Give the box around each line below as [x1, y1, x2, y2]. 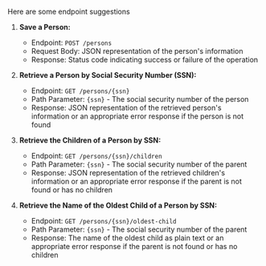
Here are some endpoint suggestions [7, 7, 130, 16]
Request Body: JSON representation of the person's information [31, 46, 243, 55]
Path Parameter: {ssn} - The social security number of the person [31, 95, 249, 103]
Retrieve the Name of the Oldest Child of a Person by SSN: [18, 200, 218, 210]
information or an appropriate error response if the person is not [31, 111, 244, 121]
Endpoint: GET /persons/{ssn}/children [31, 151, 162, 160]
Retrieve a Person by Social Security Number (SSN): [18, 71, 197, 79]
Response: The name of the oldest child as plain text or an [31, 233, 224, 243]
